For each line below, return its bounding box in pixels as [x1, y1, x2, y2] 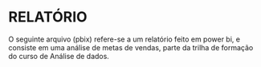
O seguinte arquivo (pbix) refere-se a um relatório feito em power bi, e [8, 34, 241, 44]
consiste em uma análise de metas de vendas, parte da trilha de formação [8, 42, 254, 52]
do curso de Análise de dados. [8, 51, 110, 61]
